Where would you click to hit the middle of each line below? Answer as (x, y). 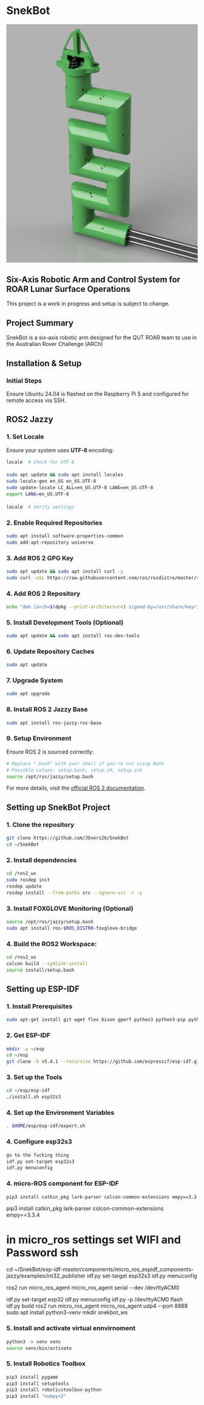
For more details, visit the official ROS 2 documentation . (76, 788)
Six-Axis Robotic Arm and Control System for (93, 279)
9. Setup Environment (39, 738)
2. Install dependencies (42, 860)
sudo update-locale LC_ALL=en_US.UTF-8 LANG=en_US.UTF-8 (80, 488)
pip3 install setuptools (38, 1384)
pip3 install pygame (32, 1377)
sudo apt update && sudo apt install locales (65, 475)
